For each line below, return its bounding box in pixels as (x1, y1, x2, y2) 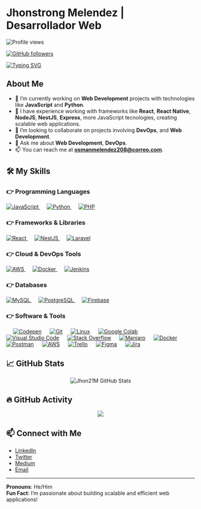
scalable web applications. (14, 120, 81, 127)
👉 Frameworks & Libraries (6, 219, 86, 227)
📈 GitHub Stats (6, 358, 65, 369)
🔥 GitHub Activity (6, 394, 73, 404)
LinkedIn (14, 447, 36, 454)
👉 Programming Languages (6, 188, 90, 196)
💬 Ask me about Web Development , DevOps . (14, 139, 127, 146)
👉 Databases (6, 281, 47, 289)
